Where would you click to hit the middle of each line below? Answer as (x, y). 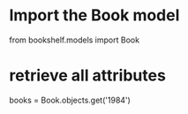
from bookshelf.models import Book (74, 40)
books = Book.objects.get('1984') (70, 100)
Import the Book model (94, 15)
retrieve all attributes (87, 76)
